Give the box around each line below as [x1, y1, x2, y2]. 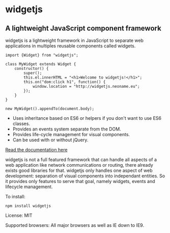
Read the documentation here [5, 147, 68, 152]
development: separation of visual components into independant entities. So [5, 173, 165, 179]
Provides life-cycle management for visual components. [12, 132, 130, 137]
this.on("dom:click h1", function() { [23, 80, 106, 85]
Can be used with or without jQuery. [12, 137, 89, 143]
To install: [5, 194, 25, 199]
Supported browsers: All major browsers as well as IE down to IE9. [5, 222, 144, 228]
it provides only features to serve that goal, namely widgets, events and [5, 178, 155, 184]
